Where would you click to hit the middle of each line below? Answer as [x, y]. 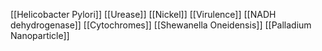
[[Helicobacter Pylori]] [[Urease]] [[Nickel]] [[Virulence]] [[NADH [143, 14]
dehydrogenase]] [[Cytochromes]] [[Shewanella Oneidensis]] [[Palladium [161, 25]
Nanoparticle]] [40, 35]
